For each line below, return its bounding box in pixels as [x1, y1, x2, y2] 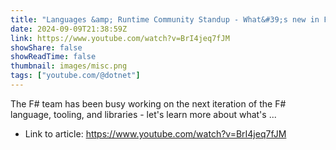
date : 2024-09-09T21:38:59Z [10, 24, 128, 34]
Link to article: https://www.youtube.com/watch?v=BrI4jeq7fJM [24, 127, 287, 140]
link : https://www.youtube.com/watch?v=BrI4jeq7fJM [10, 33, 230, 43]
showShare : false [10, 42, 83, 53]
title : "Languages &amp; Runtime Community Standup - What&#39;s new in [10, 14, 320, 25]
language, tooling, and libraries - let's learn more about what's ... [10, 108, 277, 120]
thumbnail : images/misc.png [10, 61, 128, 71]
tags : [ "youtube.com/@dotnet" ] [10, 71, 141, 81]
